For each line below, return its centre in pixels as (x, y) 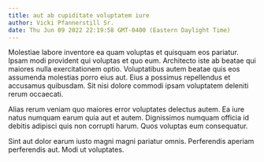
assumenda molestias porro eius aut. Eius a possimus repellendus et (119, 77)
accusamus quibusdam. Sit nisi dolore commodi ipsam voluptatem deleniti (128, 86)
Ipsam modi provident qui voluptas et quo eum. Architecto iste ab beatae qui (132, 61)
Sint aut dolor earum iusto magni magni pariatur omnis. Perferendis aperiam (131, 142)
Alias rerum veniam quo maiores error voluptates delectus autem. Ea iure (126, 109)
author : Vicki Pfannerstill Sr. (61, 23)
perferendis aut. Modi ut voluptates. (66, 149)
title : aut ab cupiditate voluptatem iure (79, 15)
